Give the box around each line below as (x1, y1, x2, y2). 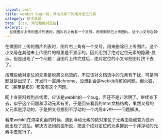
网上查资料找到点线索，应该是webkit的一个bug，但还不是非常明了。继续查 (5, 94, 154, 100)
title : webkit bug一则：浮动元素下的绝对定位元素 (5, 12, 97, 16)
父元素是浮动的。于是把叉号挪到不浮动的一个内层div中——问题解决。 (5, 107, 143, 112)
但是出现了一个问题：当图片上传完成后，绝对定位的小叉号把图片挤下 (13, 56, 149, 61)
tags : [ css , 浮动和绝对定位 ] (5, 20, 59, 26)
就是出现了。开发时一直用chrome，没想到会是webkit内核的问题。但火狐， (9, 78, 157, 84)
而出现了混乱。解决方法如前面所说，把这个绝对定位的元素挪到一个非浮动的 (5, 123, 154, 128)
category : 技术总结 (5, 16, 42, 21)
